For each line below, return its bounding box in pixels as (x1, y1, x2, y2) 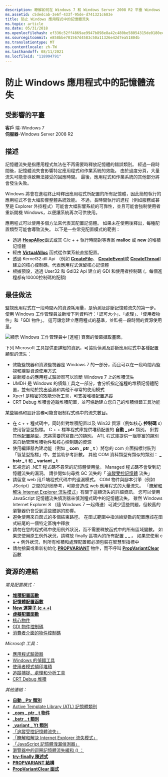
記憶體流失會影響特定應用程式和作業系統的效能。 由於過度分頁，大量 (18, 168, 160, 174)
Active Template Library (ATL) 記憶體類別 (12, 703, 97, 710)
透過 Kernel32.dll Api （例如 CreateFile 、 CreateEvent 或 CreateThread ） (12, 256, 162, 262)
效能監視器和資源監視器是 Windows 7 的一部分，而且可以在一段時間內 (12, 362, 156, 367)
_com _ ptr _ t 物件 (12, 710, 50, 716)
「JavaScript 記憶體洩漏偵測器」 (12, 741, 80, 747)
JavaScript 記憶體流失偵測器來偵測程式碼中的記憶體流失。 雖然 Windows (12, 495, 162, 501)
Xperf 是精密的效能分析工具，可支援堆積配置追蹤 (12, 393, 113, 399)
